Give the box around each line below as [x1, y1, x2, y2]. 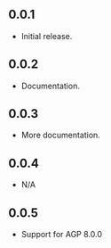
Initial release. [20, 30, 73, 41]
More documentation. [20, 129, 101, 141]
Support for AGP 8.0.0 [20, 229, 103, 240]
